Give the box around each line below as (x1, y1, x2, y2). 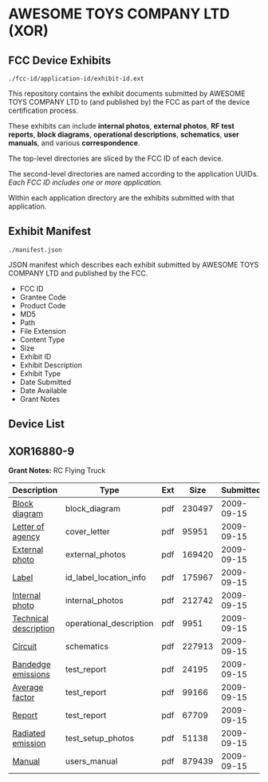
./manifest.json (8, 245, 62, 254)
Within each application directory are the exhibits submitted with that (8, 193, 235, 202)
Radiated (12, 728, 46, 739)
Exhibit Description (19, 360, 82, 370)
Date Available (19, 385, 68, 395)
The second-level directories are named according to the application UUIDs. (8, 169, 259, 178)
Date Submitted (19, 377, 72, 387)
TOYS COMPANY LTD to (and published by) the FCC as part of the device (8, 97, 250, 106)
